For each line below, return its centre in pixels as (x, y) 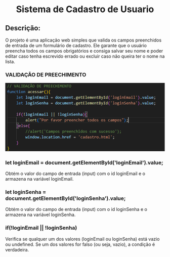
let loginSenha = (26, 192)
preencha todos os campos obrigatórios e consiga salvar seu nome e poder (84, 51)
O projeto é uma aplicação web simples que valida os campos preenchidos (83, 40)
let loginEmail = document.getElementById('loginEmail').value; (84, 162)
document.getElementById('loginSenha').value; (66, 198)
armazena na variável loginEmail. (39, 179)
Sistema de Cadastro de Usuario (85, 9)
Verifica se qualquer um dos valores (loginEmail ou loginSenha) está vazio (82, 239)
